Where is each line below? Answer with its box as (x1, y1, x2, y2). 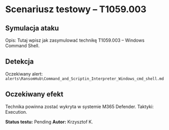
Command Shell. (5, 43, 40, 49)
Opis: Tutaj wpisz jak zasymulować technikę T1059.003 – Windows (5, 37, 145, 43)
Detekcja (5, 57, 34, 66)
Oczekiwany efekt (5, 90, 64, 99)
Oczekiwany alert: (5, 71, 43, 77)
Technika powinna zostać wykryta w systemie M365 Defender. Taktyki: (5, 103, 154, 110)
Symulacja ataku (5, 24, 59, 32)
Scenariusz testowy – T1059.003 (5, 4, 147, 15)
